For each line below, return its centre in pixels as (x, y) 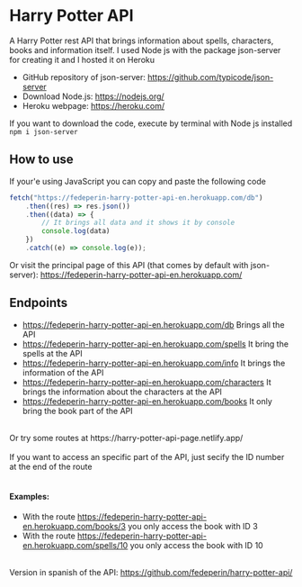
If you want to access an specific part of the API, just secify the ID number (147, 456)
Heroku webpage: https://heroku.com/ (93, 105)
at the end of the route (51, 466)
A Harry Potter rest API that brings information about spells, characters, (142, 41)
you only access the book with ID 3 (192, 526)
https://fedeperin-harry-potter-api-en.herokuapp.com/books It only (147, 401)
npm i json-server (44, 131)
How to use (41, 160)
